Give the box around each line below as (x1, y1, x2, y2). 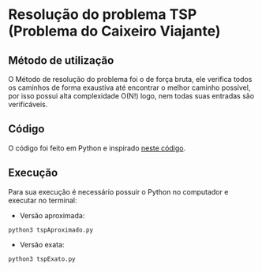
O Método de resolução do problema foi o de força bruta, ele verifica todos (8, 75, 253, 84)
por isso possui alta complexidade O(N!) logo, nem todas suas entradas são (8, 91, 255, 100)
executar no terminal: (8, 195, 77, 205)
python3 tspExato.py (8, 254, 77, 263)
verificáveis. (8, 100, 48, 109)
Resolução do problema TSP (8, 6, 197, 24)
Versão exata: (19, 239, 65, 249)
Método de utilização (8, 54, 114, 67)
